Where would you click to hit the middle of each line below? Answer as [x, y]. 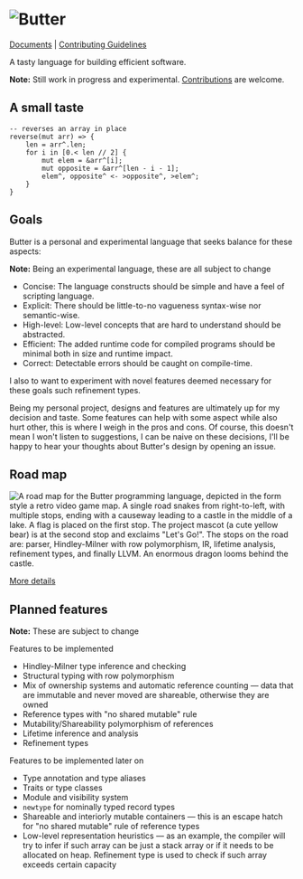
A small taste [46, 108]
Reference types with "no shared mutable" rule [110, 714]
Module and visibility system [75, 798]
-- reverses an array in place [68, 128]
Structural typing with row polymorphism [98, 676]
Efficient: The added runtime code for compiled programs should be [149, 344]
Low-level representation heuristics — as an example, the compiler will [154, 836]
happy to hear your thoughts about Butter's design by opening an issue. [143, 446]
